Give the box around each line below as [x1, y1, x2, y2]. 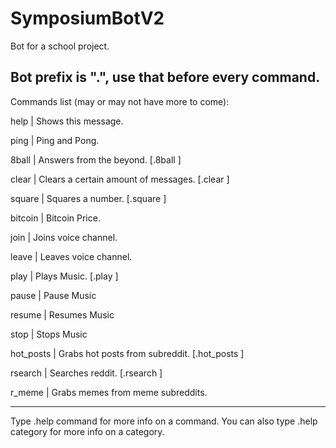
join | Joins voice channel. [10, 231, 118, 243]
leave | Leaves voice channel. [10, 250, 133, 262]
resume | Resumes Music [10, 308, 115, 321]
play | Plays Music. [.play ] [10, 270, 119, 282]
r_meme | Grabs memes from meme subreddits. [10, 386, 208, 398]
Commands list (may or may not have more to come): [10, 95, 230, 107]
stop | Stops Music [10, 328, 88, 340]
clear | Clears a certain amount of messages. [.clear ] [10, 173, 230, 185]
